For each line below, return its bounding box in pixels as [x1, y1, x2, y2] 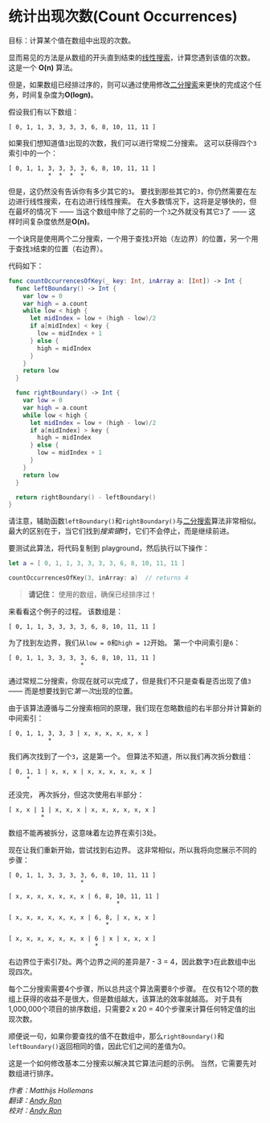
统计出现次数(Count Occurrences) [8, 7, 238, 26]
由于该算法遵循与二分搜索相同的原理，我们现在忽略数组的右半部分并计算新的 [8, 704, 262, 713]
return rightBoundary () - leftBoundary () [15, 493, 157, 502]
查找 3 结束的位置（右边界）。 [14, 243, 108, 254]
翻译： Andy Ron [8, 1096, 62, 1105]
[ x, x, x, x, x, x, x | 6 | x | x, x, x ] [8, 935, 157, 943]
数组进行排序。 [8, 1068, 58, 1079]
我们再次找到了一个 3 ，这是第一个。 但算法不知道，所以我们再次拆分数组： [8, 752, 254, 762]
